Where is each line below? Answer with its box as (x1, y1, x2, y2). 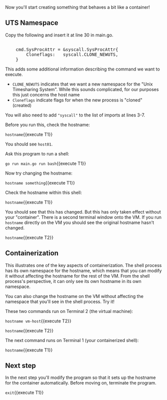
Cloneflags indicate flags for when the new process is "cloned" (12, 97, 143, 103)
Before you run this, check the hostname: (5, 121, 90, 127)
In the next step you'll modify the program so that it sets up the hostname (5, 374, 156, 380)
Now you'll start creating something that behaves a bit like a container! (5, 4, 151, 10)
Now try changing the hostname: (5, 170, 73, 176)
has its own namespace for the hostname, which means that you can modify (5, 267, 162, 273)
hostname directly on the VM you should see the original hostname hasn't (5, 219, 155, 225)
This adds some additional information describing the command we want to (5, 66, 161, 72)
